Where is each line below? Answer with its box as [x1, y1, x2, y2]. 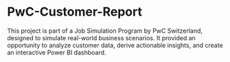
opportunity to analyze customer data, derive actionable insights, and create [7, 41, 223, 49]
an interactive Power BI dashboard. [7, 48, 106, 57]
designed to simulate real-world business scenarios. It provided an [7, 33, 196, 42]
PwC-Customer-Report [7, 4, 143, 20]
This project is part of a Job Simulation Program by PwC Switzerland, [7, 27, 203, 35]
